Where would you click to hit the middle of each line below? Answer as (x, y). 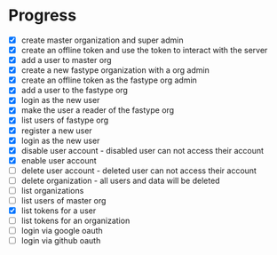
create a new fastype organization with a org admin (115, 70)
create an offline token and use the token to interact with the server (144, 50)
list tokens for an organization (75, 221)
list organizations (52, 190)
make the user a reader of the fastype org (98, 110)
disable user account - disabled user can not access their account (142, 150)
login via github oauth (61, 241)
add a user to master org (66, 60)
